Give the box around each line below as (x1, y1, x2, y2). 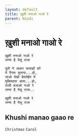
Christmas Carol (5, 127, 37, 132)
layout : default (5, 7, 38, 12)
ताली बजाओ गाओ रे (5, 83, 34, 88)
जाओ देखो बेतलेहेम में (5, 75, 35, 80)
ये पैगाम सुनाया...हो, (5, 70, 37, 75)
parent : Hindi (5, 16, 34, 21)
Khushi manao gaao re (5, 113, 74, 121)
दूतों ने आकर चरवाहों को (5, 66, 41, 71)
